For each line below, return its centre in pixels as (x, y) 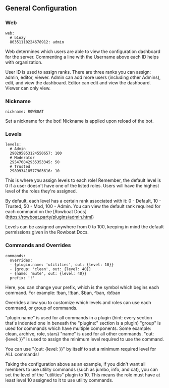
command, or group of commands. (41, 308)
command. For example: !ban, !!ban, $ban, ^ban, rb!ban (63, 293)
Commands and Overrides (38, 246)
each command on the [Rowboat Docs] (46, 212)
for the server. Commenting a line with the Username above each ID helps (82, 57)
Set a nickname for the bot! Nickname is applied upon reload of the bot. (79, 121)
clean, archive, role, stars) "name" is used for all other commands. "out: (80, 333)
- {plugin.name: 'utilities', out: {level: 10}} (62, 265)
